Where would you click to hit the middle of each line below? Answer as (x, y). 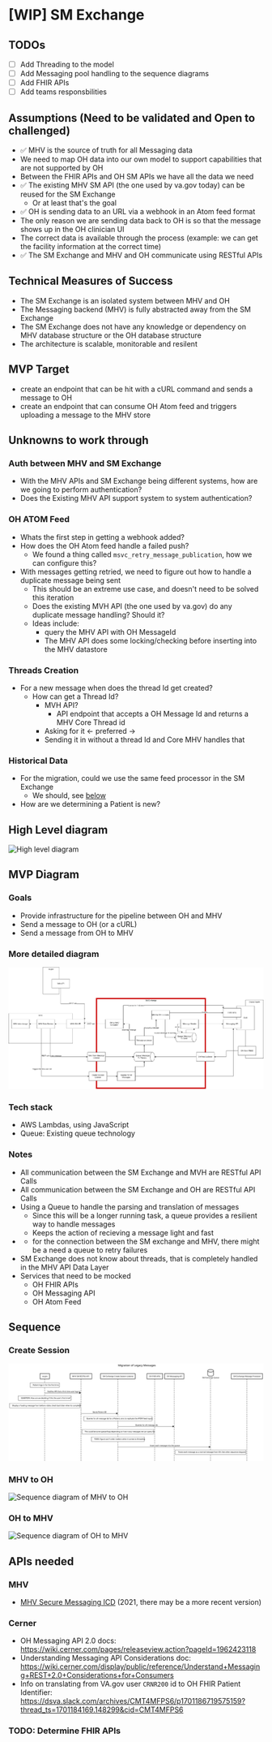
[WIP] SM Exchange (76, 15)
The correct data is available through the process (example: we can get (139, 238)
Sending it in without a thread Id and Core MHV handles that (144, 739)
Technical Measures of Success (91, 281)
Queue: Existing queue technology (78, 1133)
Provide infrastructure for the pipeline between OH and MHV (121, 916)
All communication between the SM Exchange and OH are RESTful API (138, 1189)
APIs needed (41, 1561)
